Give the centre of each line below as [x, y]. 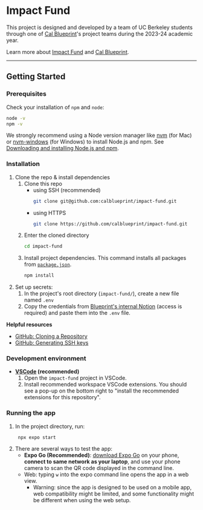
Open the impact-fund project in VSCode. [75, 378]
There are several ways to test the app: [64, 448]
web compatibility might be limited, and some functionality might [114, 494]
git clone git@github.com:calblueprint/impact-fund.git [105, 201]
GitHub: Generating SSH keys [52, 343]
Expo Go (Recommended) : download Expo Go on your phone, [101, 455]
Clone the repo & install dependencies [63, 177]
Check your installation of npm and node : [55, 107]
